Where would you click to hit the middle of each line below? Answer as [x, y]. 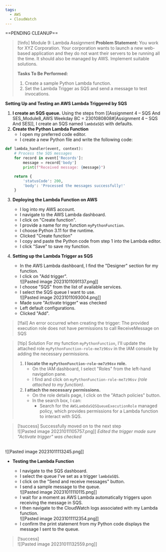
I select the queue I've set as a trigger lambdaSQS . [70, 476]
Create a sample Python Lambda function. [68, 83]
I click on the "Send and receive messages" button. [72, 482]
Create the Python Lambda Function [50, 129]
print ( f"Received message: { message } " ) [64, 167]
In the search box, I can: [57, 401]
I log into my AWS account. [47, 209]
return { [23, 176]
